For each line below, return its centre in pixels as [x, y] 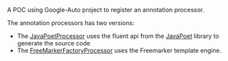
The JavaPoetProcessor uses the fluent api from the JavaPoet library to [118, 36]
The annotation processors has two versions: [71, 23]
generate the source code [53, 43]
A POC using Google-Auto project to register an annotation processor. [106, 10]
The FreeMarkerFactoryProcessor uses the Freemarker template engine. [119, 50]
